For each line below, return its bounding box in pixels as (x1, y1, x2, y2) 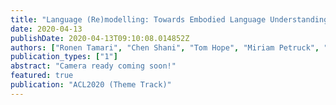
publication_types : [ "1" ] (10, 52, 118, 62)
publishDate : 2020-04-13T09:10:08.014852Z (10, 33, 190, 43)
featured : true (10, 71, 74, 81)
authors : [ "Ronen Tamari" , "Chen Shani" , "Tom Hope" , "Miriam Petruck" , (10, 42, 320, 53)
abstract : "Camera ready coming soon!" (10, 61, 177, 71)
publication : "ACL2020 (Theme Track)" (10, 80, 172, 90)
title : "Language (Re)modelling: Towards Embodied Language (10, 14, 267, 25)
